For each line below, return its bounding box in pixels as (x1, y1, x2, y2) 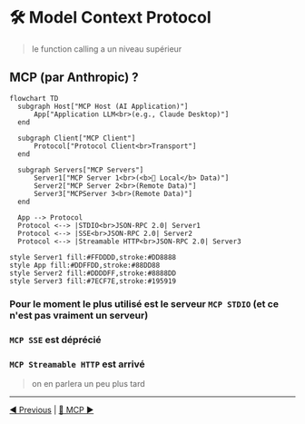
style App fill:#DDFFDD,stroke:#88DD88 (9, 261, 161, 270)
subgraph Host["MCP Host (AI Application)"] (17, 102, 189, 111)
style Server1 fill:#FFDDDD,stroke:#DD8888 (9, 252, 177, 261)
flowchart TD (9, 94, 59, 103)
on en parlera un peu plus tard (31, 378, 145, 389)
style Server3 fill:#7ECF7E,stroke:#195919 (9, 276, 177, 286)
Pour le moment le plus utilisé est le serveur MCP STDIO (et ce (9, 297, 280, 310)
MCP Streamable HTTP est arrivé (9, 358, 145, 370)
